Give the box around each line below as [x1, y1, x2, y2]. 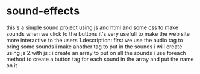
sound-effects [6, 4, 80, 18]
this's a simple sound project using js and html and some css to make [6, 24, 179, 31]
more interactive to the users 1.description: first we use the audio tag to [6, 36, 183, 44]
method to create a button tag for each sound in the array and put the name [6, 55, 194, 63]
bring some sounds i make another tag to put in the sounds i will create [6, 43, 183, 50]
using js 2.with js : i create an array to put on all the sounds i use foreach [6, 49, 186, 56]
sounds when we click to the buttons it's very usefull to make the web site [6, 30, 190, 37]
